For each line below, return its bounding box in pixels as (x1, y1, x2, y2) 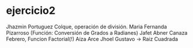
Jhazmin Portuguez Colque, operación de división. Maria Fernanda (6, 23, 167, 30)
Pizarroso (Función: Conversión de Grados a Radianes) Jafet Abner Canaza (6, 29, 188, 36)
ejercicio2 (6, 4, 56, 17)
